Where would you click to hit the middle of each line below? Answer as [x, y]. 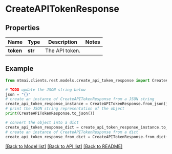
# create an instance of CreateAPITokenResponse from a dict [72, 132]
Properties [23, 28]
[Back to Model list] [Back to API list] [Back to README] [64, 146]
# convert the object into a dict [42, 122]
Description [63, 42]
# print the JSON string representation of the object [65, 109]
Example [19, 69]
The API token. [63, 50]
